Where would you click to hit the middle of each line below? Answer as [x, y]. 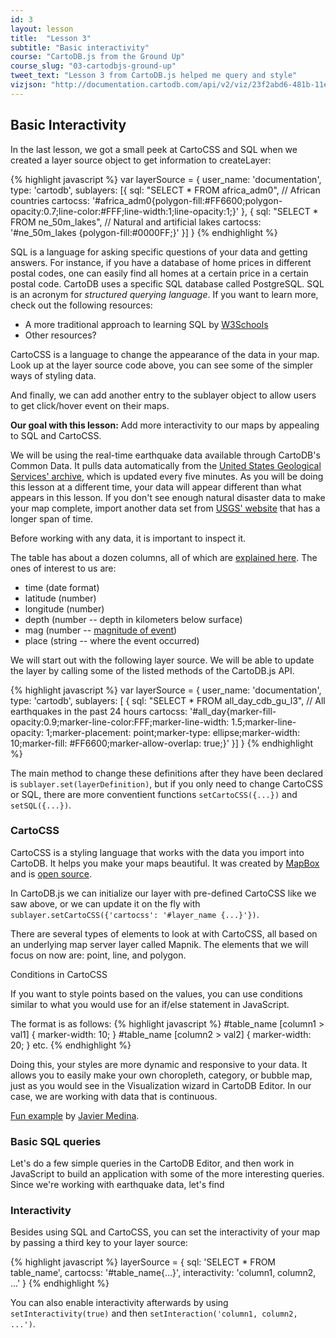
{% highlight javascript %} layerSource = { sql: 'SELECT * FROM [143, 1262]
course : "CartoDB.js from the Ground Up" [98, 57]
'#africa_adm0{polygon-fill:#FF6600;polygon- [187, 200]
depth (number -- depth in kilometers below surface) [133, 619]
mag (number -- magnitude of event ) [101, 630]
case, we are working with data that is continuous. [114, 1096]
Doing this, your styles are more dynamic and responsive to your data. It [159, 1064]
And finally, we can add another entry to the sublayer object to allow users [163, 395]
